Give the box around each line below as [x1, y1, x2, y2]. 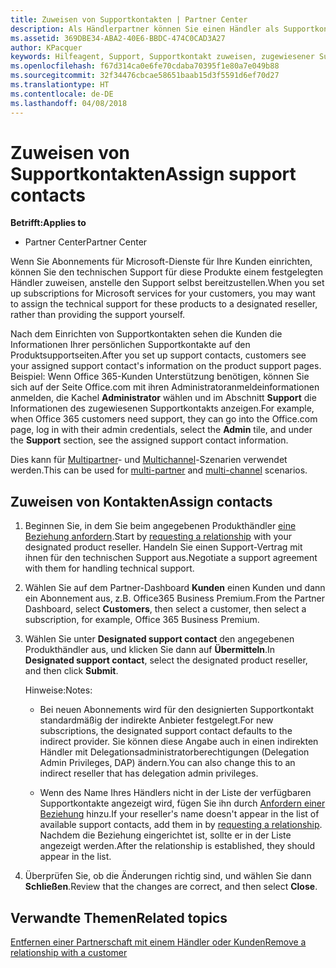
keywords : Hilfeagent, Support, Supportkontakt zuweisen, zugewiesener [10, 52, 315, 62]
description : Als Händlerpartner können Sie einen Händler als [10, 24, 280, 34]
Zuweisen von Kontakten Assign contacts [10, 493, 273, 510]
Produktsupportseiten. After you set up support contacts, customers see [10, 349, 307, 361]
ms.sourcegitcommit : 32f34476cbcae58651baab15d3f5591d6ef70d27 [10, 71, 280, 81]
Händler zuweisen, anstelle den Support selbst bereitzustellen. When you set [10, 277, 325, 289]
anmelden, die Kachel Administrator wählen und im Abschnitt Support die [10, 392, 317, 404]
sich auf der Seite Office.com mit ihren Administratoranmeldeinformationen [10, 381, 320, 393]
